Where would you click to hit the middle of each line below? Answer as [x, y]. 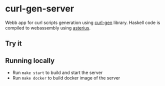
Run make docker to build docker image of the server [66, 78]
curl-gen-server [39, 9]
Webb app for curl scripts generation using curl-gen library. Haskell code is [83, 22]
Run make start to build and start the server [57, 72]
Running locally [30, 60]
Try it [13, 44]
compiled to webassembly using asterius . [48, 27]
